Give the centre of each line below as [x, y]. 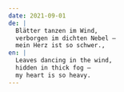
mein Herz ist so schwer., [60, 46]
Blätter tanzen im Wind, [57, 30]
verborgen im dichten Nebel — [66, 38]
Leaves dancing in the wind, [64, 61]
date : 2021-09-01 [37, 16]
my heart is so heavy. [53, 75]
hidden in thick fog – [53, 68]
